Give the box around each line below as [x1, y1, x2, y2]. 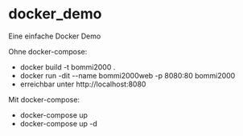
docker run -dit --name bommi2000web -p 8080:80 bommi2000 [19, 70, 236, 80]
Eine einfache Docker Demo [8, 31, 101, 41]
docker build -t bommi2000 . [19, 62, 116, 72]
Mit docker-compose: [8, 94, 80, 104]
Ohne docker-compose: [8, 46, 88, 56]
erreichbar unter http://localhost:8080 [19, 79, 146, 89]
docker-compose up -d [19, 118, 98, 128]
